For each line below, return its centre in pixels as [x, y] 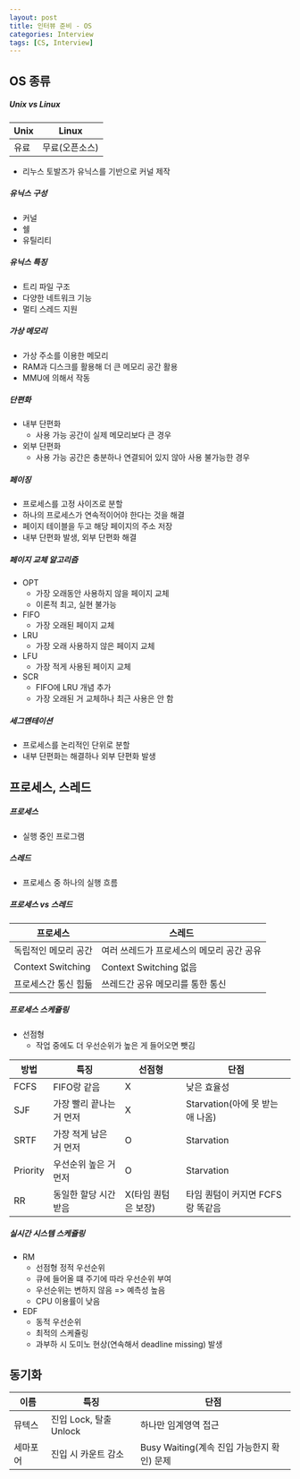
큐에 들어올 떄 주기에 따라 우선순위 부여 [104, 1278]
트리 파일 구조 [46, 286]
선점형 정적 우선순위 [70, 1267]
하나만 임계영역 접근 [179, 1425]
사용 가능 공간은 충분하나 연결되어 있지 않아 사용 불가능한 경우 [142, 457]
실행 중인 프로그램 [53, 836]
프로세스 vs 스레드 [41, 904]
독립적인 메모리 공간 [54, 950]
